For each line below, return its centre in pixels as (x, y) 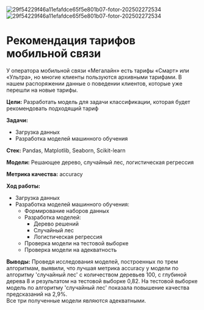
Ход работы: (24, 186)
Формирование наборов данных (67, 210)
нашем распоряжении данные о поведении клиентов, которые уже (94, 83)
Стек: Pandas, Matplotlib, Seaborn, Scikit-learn (66, 150)
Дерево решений (56, 224)
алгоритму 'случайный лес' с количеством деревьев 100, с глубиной (97, 275)
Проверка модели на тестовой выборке (76, 243)
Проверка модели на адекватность (71, 249)
